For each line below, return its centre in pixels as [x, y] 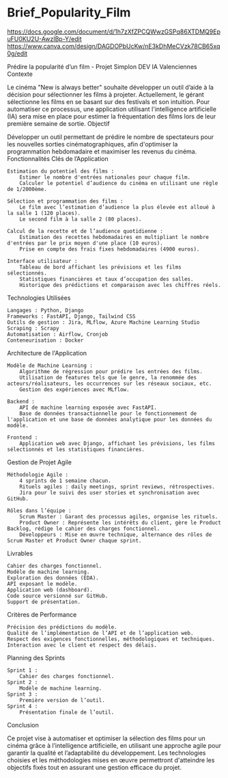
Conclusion [23, 725]
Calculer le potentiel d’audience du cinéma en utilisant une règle [119, 183]
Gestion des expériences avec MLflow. [74, 389]
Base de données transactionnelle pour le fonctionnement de [108, 413]
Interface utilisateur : [42, 261]
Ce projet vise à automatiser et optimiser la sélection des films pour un [106, 738]
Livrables [20, 553]
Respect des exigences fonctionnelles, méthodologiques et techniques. [111, 639]
